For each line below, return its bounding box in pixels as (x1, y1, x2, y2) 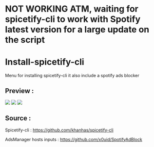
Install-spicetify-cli (5, 57, 84, 67)
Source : (5, 114, 31, 122)
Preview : (5, 86, 34, 95)
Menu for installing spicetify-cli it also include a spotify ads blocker (5, 73, 140, 79)
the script (5, 34, 45, 46)
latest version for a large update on (5, 24, 150, 35)
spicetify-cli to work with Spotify (5, 14, 141, 25)
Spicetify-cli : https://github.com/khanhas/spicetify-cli (5, 127, 114, 133)
